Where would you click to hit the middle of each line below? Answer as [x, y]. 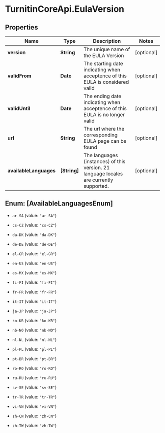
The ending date [102, 96]
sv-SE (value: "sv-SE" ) [34, 387]
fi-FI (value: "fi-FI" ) [34, 282]
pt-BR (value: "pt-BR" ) [34, 359]
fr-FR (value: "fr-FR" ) [34, 292]
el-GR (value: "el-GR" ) [34, 253]
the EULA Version [104, 55]
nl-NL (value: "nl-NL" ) [34, 339]
